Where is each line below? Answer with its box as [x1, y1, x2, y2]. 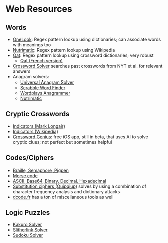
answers [12, 68, 31, 74]
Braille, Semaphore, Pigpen [12, 167, 69, 173]
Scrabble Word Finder [20, 85, 66, 91]
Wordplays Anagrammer [20, 90, 70, 96]
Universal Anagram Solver [20, 79, 74, 85]
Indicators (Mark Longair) [12, 123, 65, 129]
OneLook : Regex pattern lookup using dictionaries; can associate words [12, 36, 161, 42]
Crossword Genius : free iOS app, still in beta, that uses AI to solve [12, 134, 149, 140]
